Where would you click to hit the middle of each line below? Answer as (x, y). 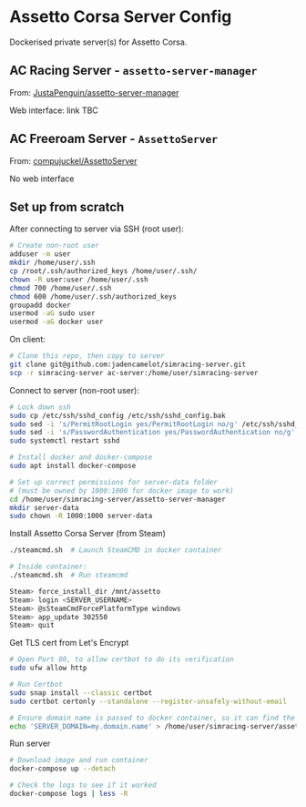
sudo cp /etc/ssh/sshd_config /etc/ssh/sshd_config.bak (117, 415)
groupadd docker (40, 305)
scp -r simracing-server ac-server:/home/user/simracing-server (134, 373)
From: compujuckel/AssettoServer (74, 160)
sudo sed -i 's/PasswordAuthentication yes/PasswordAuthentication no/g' (153, 433)
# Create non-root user (55, 246)
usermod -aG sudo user (52, 313)
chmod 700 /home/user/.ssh (61, 288)
